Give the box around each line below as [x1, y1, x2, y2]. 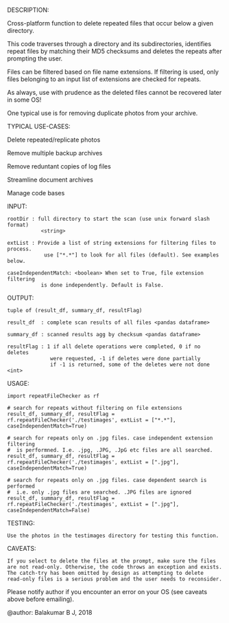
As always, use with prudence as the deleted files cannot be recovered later [7, 89, 222, 96]
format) [7, 221, 29, 228]
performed [7, 483, 36, 490]
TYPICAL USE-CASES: [7, 122, 71, 130]
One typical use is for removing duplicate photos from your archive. [7, 109, 198, 117]
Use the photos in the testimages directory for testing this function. [7, 532, 219, 539]
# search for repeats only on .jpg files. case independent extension [7, 435, 213, 441]
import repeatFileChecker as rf [7, 393, 99, 400]
